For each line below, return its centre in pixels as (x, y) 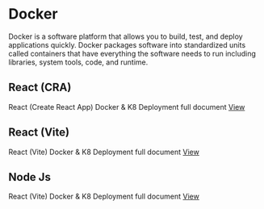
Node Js (29, 177)
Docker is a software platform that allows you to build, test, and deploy (126, 36)
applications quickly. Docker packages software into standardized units (127, 44)
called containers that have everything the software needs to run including (132, 53)
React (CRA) (40, 88)
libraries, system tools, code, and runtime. (78, 62)
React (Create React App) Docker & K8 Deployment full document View (127, 107)
